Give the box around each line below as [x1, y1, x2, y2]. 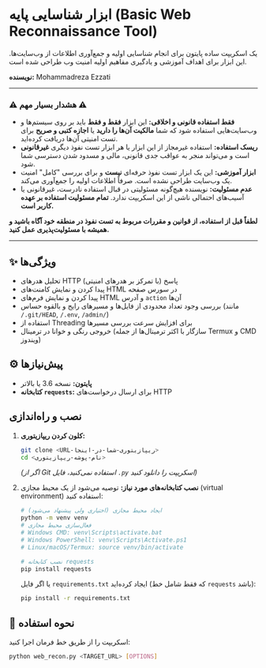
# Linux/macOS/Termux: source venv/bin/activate [20, 543, 184, 551]
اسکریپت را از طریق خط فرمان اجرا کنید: [9, 637, 131, 647]
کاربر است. [20, 201, 54, 211]
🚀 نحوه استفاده [9, 616, 75, 629]
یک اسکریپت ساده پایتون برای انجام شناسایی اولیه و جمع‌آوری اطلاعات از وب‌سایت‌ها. [9, 48, 258, 58]
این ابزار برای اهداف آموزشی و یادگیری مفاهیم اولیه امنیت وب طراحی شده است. [9, 57, 247, 66]
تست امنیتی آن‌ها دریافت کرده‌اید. [20, 134, 118, 144]
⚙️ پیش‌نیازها [9, 358, 63, 371]
